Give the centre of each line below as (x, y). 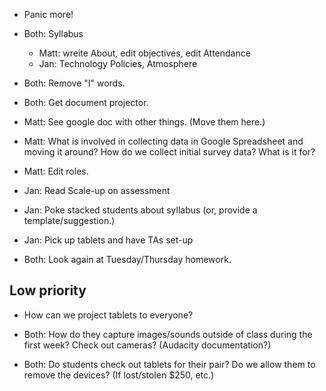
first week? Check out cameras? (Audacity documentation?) (147, 345)
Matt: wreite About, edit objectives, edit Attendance (144, 53)
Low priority (48, 290)
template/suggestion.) (69, 220)
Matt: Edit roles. (56, 171)
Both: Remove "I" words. (74, 83)
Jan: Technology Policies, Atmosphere (118, 63)
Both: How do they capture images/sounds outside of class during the (168, 334)
